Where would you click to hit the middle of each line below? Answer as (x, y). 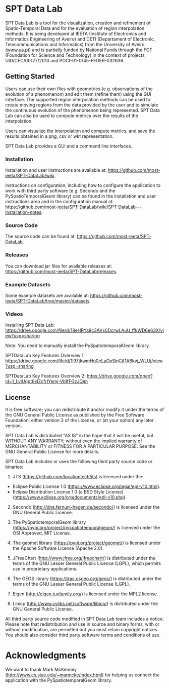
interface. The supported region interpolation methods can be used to (78, 99)
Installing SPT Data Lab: (30, 325)
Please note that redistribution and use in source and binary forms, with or (82, 624)
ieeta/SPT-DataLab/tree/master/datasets (47, 301)
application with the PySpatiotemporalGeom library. (59, 680)
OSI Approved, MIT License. (42, 533)
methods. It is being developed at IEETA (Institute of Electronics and (76, 33)
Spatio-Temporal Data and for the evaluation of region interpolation (75, 28)
